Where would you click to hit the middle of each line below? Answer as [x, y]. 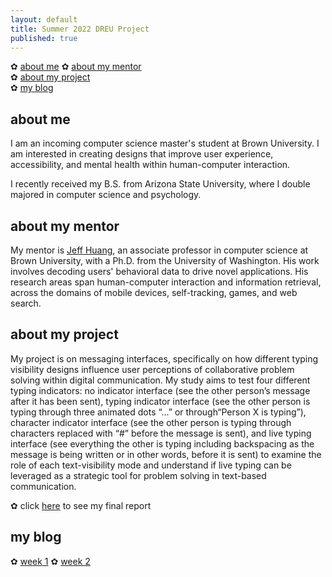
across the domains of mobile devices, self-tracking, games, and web [154, 292]
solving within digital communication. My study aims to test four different [160, 380]
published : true [44, 38]
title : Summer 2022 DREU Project [80, 29]
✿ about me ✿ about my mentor [76, 67]
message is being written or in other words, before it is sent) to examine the [166, 454]
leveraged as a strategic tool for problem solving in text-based [138, 475]
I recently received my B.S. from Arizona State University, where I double [160, 184]
